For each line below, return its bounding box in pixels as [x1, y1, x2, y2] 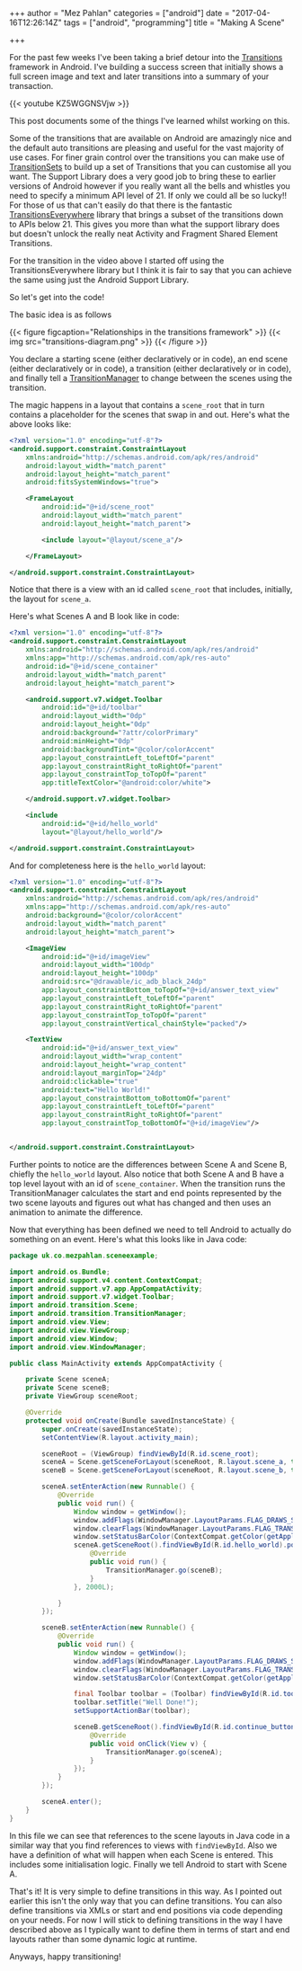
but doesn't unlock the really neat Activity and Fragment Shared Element [9, 228, 279, 239]
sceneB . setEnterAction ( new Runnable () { [41, 1623, 195, 1632]
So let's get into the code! [9, 292, 105, 302]
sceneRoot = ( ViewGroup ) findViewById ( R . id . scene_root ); [41, 1449, 259, 1459]
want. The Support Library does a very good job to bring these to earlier [9, 171, 277, 182]
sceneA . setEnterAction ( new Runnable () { [41, 1482, 195, 1491]
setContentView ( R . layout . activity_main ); [41, 1433, 200, 1442]
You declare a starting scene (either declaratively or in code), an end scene [9, 354, 289, 364]
